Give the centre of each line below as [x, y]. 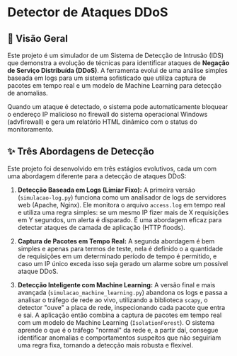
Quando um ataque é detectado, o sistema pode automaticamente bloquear [118, 107]
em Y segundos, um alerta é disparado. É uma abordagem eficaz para [120, 219]
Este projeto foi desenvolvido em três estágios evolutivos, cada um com [112, 168]
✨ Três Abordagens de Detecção [81, 152]
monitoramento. [30, 129]
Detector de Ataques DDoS [88, 12]
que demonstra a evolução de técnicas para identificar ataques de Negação [118, 63]
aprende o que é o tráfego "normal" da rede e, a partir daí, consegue [118, 330]
